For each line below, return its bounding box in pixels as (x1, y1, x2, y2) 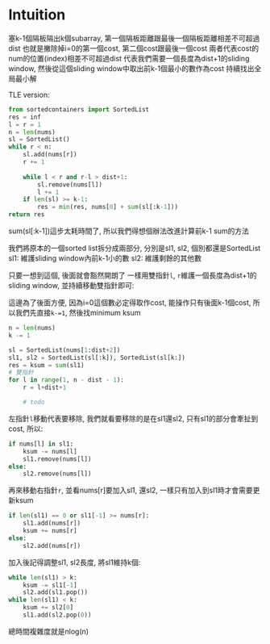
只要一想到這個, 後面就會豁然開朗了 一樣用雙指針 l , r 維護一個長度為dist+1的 (8, 270, 257, 280)
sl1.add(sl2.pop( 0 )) (23, 611, 92, 619)
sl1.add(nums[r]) (23, 519, 81, 528)
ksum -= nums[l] (23, 447, 78, 455)
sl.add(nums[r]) (23, 151, 78, 159)
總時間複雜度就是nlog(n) (8, 626, 89, 636)
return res (8, 211, 45, 219)
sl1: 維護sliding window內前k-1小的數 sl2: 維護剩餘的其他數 (8, 253, 202, 263)
